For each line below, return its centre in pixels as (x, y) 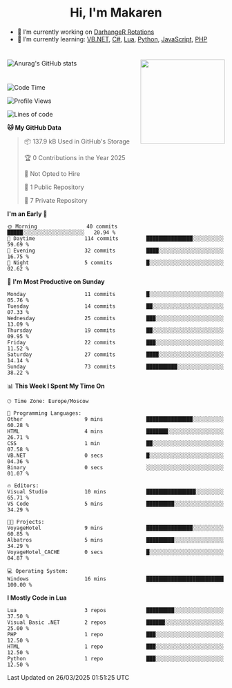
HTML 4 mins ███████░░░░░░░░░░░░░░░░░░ (116, 432)
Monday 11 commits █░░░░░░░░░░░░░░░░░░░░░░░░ (116, 295)
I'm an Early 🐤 (27, 214)
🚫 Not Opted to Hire (52, 174)
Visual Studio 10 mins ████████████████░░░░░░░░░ (116, 492)
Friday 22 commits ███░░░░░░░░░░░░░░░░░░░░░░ (116, 343)
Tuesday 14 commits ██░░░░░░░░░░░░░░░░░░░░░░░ (116, 306)
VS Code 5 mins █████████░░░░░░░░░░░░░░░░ (116, 504)
